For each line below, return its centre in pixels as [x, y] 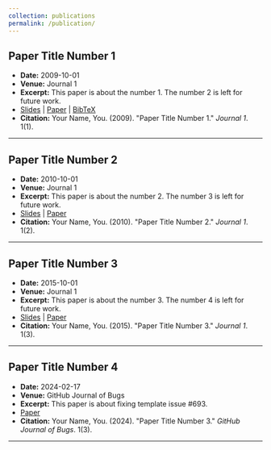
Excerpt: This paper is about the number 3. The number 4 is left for [132, 300]
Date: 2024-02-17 [50, 386]
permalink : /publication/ [52, 23]
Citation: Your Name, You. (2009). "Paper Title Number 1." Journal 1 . [134, 119]
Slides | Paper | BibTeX [58, 110]
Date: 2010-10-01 [49, 179]
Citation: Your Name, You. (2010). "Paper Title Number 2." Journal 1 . [134, 222]
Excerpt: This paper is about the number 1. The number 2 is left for [131, 93]
